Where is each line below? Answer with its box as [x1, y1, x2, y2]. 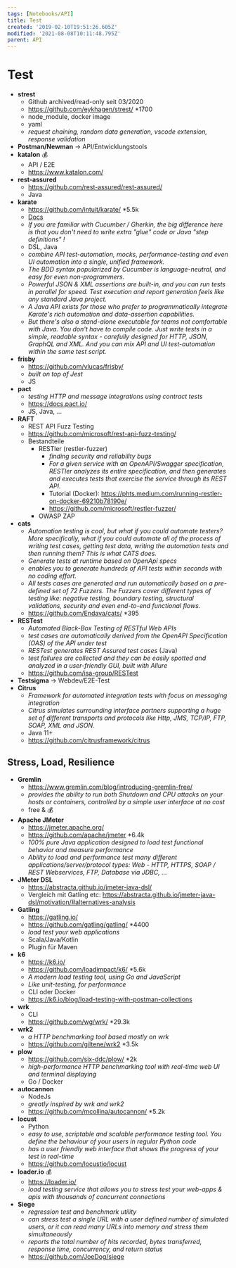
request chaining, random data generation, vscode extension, [27, 127, 208, 136]
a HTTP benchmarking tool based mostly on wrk [27, 1032, 169, 1041]
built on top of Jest [27, 370, 83, 379]
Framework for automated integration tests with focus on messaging [27, 691, 228, 700]
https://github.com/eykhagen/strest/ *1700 [27, 105, 153, 113]
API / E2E [27, 160, 55, 169]
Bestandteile [27, 437, 65, 445]
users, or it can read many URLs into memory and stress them [27, 1222, 209, 1231]
